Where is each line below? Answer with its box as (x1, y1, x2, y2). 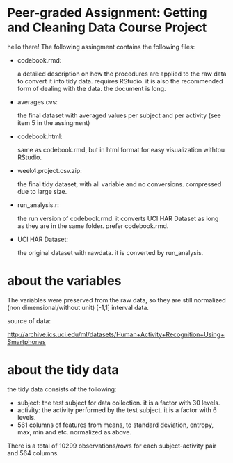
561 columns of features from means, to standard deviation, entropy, (17, 421, 214, 429)
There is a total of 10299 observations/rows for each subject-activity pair (7, 441, 217, 450)
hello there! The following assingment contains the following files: (7, 42, 195, 51)
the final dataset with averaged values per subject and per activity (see (17, 111, 221, 120)
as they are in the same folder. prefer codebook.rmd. (17, 221, 169, 230)
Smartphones (7, 337, 47, 346)
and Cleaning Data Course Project (7, 19, 207, 35)
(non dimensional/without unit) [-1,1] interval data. (7, 303, 150, 311)
